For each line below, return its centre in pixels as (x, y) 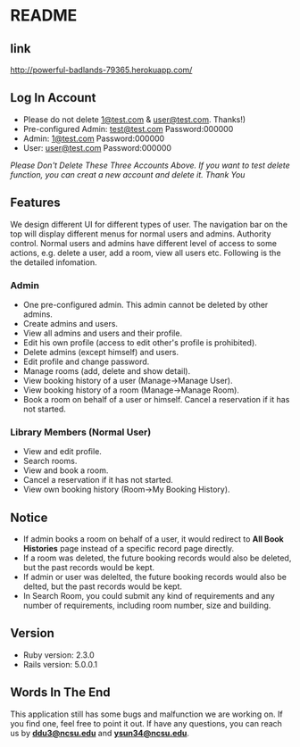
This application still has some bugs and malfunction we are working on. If (147, 714)
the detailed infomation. (54, 262)
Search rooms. (50, 461)
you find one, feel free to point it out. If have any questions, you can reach (146, 723)
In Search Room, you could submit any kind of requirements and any (149, 596)
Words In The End (60, 693)
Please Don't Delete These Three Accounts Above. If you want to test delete (150, 165)
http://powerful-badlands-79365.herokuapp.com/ (101, 70)
